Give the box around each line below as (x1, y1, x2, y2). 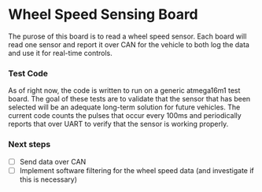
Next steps (8, 139, 51, 150)
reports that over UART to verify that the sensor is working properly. (8, 120, 229, 129)
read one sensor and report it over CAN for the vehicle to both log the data (8, 39, 250, 49)
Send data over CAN (19, 157, 87, 166)
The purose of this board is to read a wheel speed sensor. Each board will (8, 31, 247, 41)
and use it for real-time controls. (8, 48, 113, 57)
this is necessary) (19, 175, 77, 184)
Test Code (8, 68, 49, 79)
